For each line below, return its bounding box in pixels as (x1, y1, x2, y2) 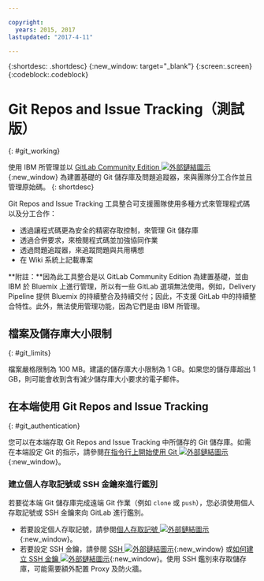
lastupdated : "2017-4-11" (8, 33, 93, 41)
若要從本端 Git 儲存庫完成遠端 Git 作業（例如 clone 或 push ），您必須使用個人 (8, 498, 255, 508)
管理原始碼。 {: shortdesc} (8, 182, 95, 192)
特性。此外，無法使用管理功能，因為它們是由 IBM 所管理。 (14, 301, 205, 311)
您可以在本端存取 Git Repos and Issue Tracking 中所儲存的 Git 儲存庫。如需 (8, 437, 251, 446)
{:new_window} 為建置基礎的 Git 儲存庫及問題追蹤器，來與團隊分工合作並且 (8, 173, 253, 182)
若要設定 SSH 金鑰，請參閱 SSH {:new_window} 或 (19, 545, 233, 554)
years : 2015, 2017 (15, 25, 76, 34)
